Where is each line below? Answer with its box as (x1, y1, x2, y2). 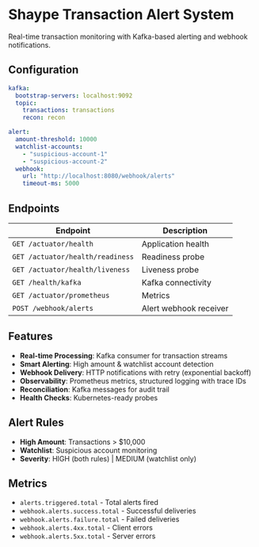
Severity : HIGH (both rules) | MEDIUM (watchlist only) (19, 453, 196, 463)
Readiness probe (141, 251, 204, 262)
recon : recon (22, 113, 66, 122)
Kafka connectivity (141, 277, 211, 288)
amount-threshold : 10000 (15, 136, 97, 143)
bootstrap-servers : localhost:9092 (15, 91, 133, 100)
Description (162, 224, 208, 235)
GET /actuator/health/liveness (12, 265, 131, 274)
